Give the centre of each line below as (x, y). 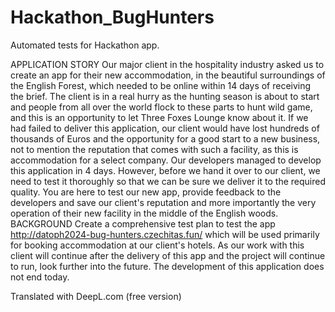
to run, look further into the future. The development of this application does (167, 266)
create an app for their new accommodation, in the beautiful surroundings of (168, 75)
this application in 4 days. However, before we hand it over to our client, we (165, 170)
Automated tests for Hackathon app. (85, 45)
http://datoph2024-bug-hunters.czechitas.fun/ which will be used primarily (165, 234)
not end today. (40, 277)
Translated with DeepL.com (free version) (96, 296)
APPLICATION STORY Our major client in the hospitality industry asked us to (167, 64)
